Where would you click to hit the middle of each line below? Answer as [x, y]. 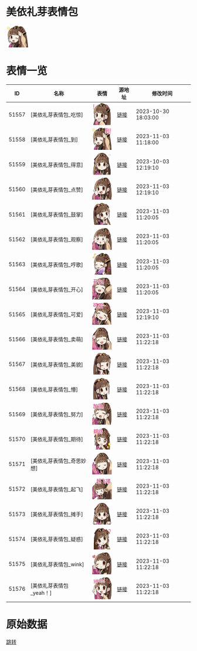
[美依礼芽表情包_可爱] [57, 314]
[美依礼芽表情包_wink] [57, 564]
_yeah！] [41, 592]
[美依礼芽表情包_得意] [57, 165]
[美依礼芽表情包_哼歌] [57, 265]
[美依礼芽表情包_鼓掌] [57, 215]
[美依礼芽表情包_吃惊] [57, 115]
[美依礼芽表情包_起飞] [57, 489]
